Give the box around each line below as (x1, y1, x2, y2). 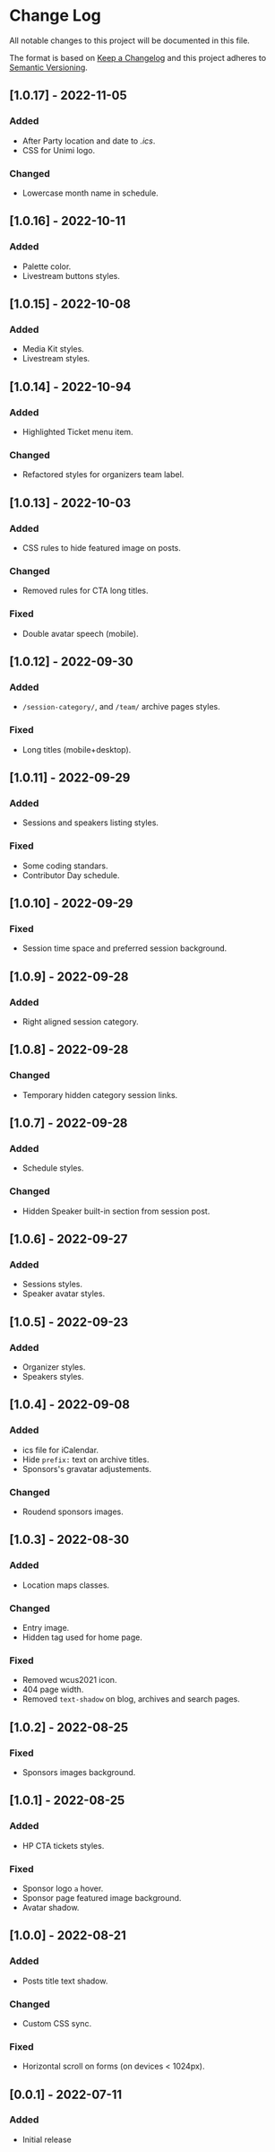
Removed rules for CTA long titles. (21, 585, 149, 597)
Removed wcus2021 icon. (21, 1675, 117, 1686)
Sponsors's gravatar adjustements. (21, 1463, 152, 1474)
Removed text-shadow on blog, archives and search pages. (21, 1694, 240, 1704)
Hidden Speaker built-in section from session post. (21, 1206, 211, 1216)
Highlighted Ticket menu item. (21, 426, 133, 437)
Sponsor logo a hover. (21, 1883, 104, 1894)
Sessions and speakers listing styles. (21, 817, 159, 828)
